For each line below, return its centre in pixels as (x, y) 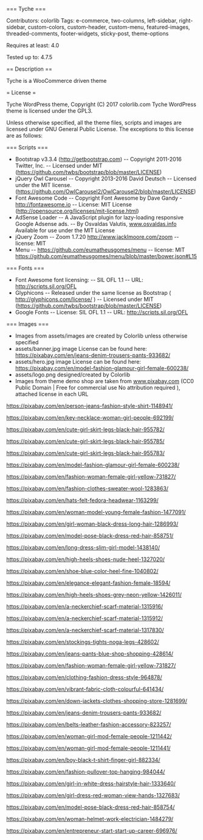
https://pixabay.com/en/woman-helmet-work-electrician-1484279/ (90, 819)
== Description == (29, 69)
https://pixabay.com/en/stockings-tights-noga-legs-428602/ (83, 642)
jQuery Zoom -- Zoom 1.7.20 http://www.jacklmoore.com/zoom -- (97, 237)
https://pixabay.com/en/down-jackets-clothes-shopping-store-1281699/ (97, 701)
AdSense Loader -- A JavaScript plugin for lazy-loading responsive (99, 217)
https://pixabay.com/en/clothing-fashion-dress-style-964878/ (84, 677)
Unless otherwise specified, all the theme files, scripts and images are (94, 122)
